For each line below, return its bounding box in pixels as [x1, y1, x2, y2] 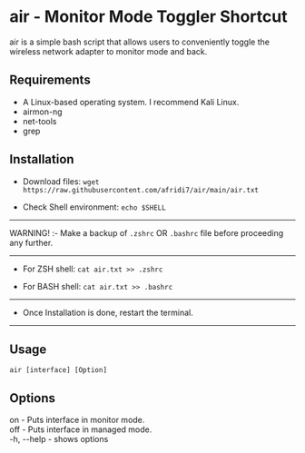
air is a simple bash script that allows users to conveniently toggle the [9, 36, 271, 47]
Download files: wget [22, 175, 100, 187]
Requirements [9, 73, 91, 88]
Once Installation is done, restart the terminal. [22, 307, 193, 318]
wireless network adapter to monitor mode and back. [9, 45, 208, 56]
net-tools [22, 115, 57, 126]
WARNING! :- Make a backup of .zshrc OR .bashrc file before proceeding [9, 227, 284, 238]
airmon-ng [22, 106, 63, 117]
